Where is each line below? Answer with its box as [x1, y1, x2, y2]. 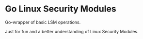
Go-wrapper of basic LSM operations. [5, 19, 81, 25]
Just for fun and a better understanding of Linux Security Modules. [5, 28, 139, 34]
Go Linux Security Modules [5, 3, 116, 14]
